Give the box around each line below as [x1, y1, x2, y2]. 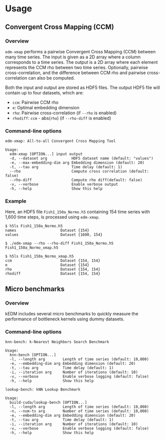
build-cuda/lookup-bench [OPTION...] [9, 400, 87, 405]
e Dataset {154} [5, 263, 90, 267]
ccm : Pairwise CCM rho [12, 99, 59, 105]
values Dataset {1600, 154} [5, 232, 103, 237]
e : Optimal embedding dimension [12, 104, 80, 110]
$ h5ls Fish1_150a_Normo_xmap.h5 [5, 254, 74, 259]
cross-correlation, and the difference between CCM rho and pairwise [5, 70, 146, 76]
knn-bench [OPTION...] [9, 352, 56, 357]
